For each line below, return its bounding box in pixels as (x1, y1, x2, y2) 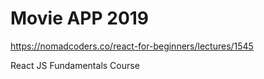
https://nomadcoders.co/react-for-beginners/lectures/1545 (10, 40, 254, 52)
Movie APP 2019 (10, 7, 150, 30)
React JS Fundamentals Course (10, 59, 140, 71)
